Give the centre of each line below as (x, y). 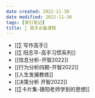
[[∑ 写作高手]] (31, 45)
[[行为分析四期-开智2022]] (47, 67)
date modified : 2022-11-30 (39, 17)
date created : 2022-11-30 (38, 11)
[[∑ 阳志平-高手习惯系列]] (45, 53)
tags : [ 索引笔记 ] (26, 22)
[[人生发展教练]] (34, 75)
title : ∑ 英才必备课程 (31, 28)
